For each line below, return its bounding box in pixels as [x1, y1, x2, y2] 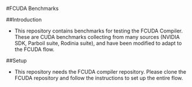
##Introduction [6, 16, 42, 23]
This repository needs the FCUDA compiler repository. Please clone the [14, 68, 187, 75]
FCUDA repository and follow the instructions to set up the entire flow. [14, 75, 183, 81]
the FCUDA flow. [14, 46, 55, 53]
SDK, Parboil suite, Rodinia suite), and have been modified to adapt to [14, 40, 182, 46]
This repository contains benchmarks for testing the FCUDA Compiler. [14, 27, 183, 34]
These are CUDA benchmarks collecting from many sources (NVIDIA [14, 34, 180, 40]
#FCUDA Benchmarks [6, 5, 59, 12]
